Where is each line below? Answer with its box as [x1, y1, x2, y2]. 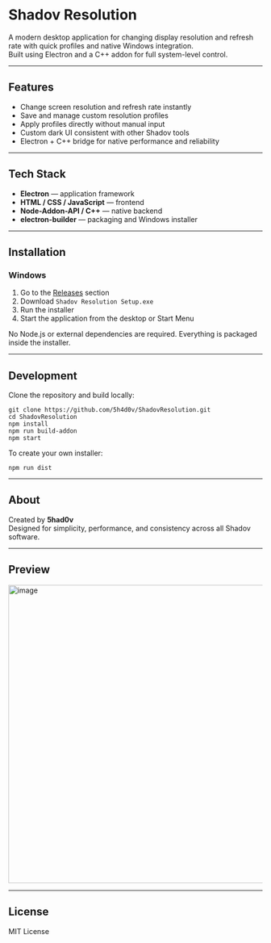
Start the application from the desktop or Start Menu [19, 313, 194, 324]
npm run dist [8, 464, 52, 472]
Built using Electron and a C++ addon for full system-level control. [8, 49, 228, 59]
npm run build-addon [8, 427, 78, 435]
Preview [8, 563, 51, 576]
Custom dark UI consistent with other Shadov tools [19, 128, 190, 137]
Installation [8, 245, 66, 259]
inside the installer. [8, 337, 71, 348]
